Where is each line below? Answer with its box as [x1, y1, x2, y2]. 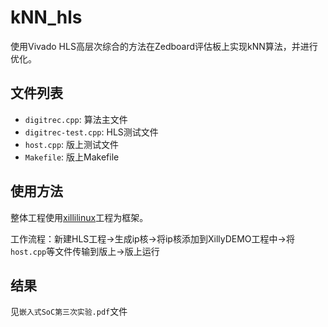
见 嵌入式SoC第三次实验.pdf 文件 [10, 306, 128, 318]
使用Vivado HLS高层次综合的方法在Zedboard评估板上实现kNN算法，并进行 [10, 40, 318, 52]
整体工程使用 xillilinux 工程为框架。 [10, 211, 149, 223]
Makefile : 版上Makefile [24, 151, 120, 163]
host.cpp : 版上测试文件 [24, 138, 120, 150]
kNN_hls [10, 6, 83, 29]
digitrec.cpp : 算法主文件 [24, 113, 128, 125]
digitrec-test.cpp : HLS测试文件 [24, 126, 159, 138]
